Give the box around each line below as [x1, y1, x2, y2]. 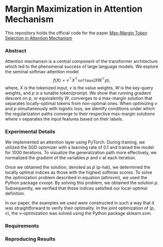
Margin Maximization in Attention [5, 3, 143, 15]
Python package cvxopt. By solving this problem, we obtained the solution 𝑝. [5, 180, 159, 186]
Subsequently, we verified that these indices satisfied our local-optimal [5, 185, 147, 191]
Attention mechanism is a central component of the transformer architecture [5, 59, 158, 64]
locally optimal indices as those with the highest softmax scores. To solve [5, 169, 152, 175]
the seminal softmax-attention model [5, 69, 79, 75]
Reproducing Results [5, 236, 56, 243]
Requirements [5, 223, 39, 229]
